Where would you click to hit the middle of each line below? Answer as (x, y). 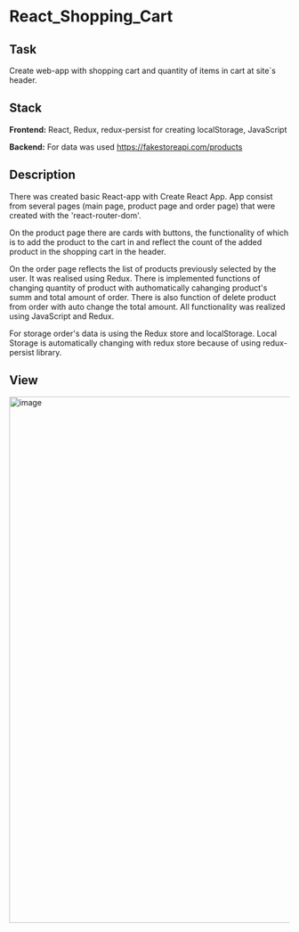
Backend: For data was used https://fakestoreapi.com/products (126, 147)
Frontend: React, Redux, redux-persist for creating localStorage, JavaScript (148, 129)
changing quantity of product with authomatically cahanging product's (138, 288)
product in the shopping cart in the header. (88, 251)
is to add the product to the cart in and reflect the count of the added (136, 241)
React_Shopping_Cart (91, 16)
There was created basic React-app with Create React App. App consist (141, 196)
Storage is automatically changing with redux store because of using (135, 343)
